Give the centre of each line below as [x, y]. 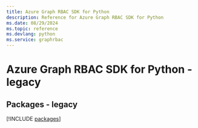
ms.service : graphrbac [35, 40]
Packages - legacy [42, 104]
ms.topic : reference [32, 29]
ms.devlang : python [31, 34]
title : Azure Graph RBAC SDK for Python [58, 12]
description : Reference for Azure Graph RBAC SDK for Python [85, 17]
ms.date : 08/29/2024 [32, 23]
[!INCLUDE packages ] [34, 119]
